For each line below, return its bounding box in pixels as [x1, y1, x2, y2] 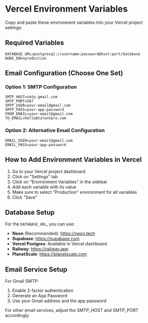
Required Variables [5, 39, 64, 47]
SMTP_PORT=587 [5, 99, 34, 104]
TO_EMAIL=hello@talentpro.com [5, 116, 67, 121]
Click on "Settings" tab [12, 173, 58, 179]
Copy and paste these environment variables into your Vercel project [5, 19, 143, 25]
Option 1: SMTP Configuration [5, 84, 77, 90]
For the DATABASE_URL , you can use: [5, 221, 75, 227]
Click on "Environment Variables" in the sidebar [12, 179, 108, 185]
